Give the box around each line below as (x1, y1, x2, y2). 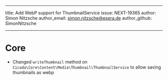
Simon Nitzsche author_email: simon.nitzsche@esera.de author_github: (5, 15, 152, 21)
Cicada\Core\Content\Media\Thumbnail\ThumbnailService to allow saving (12, 64, 161, 70)
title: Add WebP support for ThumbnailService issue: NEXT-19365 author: (5, 10, 156, 15)
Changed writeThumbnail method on (12, 59, 87, 65)
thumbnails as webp (12, 69, 54, 75)
